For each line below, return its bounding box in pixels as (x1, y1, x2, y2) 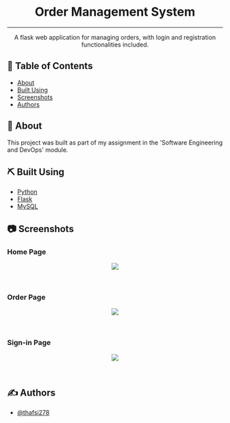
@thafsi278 (16, 409, 50, 417)
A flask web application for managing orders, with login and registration (14, 33, 216, 41)
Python (16, 188, 38, 196)
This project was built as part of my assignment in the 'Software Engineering (7, 138, 223, 146)
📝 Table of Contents (7, 60, 93, 72)
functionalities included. (81, 40, 149, 49)
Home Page (7, 247, 47, 257)
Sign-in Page (7, 338, 51, 348)
